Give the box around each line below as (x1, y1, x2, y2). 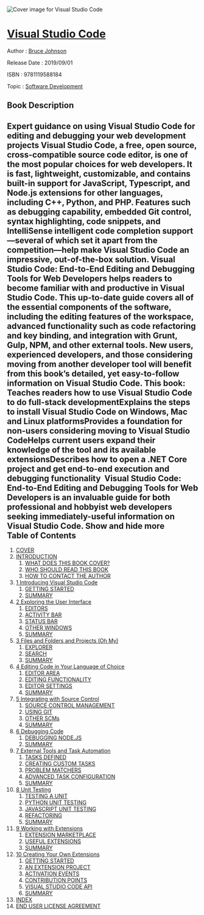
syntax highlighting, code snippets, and (7, 216, 161, 227)
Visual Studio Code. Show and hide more (7, 521, 165, 531)
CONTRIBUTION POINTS (24, 877, 88, 884)
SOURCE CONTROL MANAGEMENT (24, 702, 115, 709)
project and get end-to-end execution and (7, 464, 170, 474)
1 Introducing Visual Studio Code (15, 579, 98, 586)
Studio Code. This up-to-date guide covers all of (7, 292, 194, 303)
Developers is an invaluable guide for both (7, 492, 171, 503)
